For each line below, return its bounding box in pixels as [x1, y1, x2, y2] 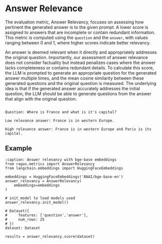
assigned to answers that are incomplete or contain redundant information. [5, 29, 156, 35]
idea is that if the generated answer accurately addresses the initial [5, 85, 140, 91]
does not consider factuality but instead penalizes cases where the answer [5, 60, 156, 65]
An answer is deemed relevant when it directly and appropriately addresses [5, 49, 157, 55]
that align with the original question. [5, 96, 77, 102]
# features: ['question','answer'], [5, 213, 89, 218]
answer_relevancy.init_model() [5, 200, 69, 205]
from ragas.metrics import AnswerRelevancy [5, 162, 95, 166]
